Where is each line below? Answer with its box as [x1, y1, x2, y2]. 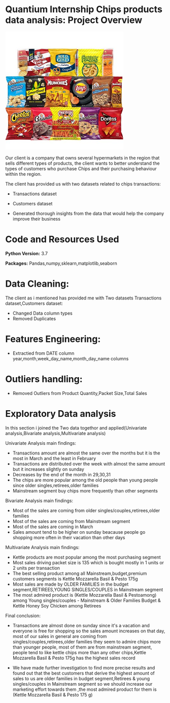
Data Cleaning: [5, 278, 70, 290]
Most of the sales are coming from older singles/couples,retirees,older [12, 507, 160, 513]
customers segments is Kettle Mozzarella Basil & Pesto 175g [12, 575, 138, 582]
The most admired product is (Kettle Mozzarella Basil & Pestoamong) [12, 592, 157, 598]
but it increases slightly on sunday [12, 466, 85, 472]
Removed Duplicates [12, 315, 56, 321]
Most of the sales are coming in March [12, 524, 93, 530]
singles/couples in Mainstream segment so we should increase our [12, 681, 153, 687]
